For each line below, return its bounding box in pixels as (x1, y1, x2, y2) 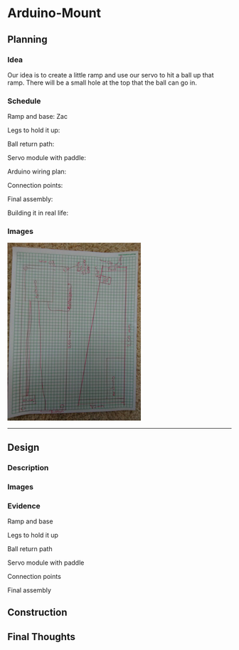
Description (7, 462, 49, 472)
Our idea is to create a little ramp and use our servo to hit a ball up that (7, 70, 215, 79)
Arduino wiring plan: (7, 167, 67, 176)
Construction (7, 607, 68, 619)
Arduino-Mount (7, 5, 102, 21)
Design (7, 441, 40, 453)
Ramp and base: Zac (7, 112, 68, 121)
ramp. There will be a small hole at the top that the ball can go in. (7, 78, 197, 87)
